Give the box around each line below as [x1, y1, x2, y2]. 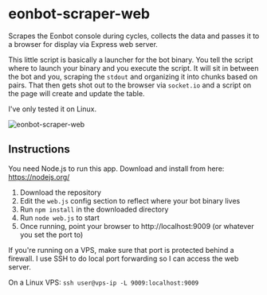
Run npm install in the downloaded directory [19, 204, 169, 214]
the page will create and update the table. [8, 88, 145, 98]
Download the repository [19, 188, 102, 197]
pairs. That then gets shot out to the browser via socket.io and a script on [8, 80, 252, 90]
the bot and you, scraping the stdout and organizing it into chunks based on [8, 72, 258, 81]
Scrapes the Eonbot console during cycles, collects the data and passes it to [8, 31, 260, 41]
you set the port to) [19, 230, 84, 239]
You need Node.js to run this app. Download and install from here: [8, 164, 225, 173]
